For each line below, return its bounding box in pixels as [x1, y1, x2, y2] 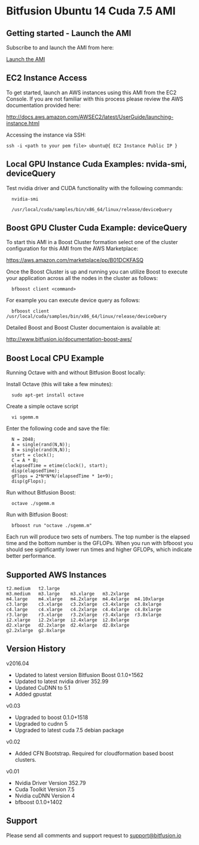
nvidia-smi [11, 196, 39, 202]
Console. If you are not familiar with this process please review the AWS [6, 95, 183, 103]
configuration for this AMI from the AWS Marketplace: [6, 245, 139, 252]
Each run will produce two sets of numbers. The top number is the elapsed [6, 533, 190, 540]
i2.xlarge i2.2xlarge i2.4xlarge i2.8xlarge [6, 617, 130, 623]
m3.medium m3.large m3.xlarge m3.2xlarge [6, 591, 130, 597]
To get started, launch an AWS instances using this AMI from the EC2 [6, 89, 177, 96]
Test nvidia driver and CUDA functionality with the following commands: [6, 184, 183, 191]
